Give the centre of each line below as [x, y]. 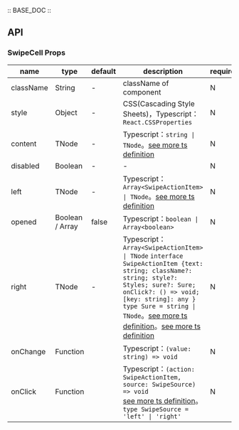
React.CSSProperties [158, 122]
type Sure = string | [159, 306]
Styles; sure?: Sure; [159, 285]
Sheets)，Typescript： [161, 114]
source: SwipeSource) [159, 384]
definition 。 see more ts [162, 326]
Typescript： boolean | [161, 218]
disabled [25, 166]
